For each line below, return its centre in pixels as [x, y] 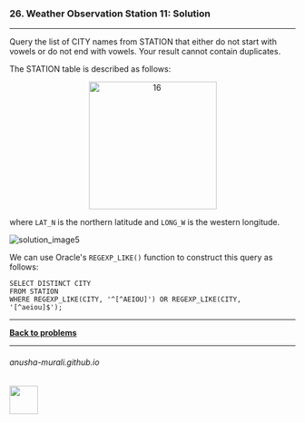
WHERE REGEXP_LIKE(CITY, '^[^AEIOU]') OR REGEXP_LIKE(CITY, [126, 300]
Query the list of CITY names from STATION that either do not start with [143, 42]
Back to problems [43, 333]
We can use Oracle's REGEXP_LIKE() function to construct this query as [141, 258]
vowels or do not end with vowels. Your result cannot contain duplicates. [145, 52]
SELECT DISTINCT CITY [50, 284]
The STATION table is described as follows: [90, 69]
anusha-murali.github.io [54, 362]
